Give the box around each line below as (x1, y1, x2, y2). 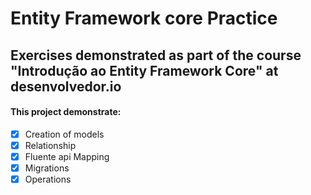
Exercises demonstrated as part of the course (10, 47, 302, 64)
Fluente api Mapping (24, 150, 110, 162)
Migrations (24, 162, 70, 174)
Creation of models (24, 128, 105, 140)
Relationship (24, 139, 77, 151)
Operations (24, 173, 72, 186)
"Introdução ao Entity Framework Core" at (10, 62, 279, 79)
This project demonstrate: (10, 106, 122, 118)
